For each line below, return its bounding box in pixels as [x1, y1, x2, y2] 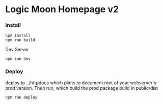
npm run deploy [5, 95, 38, 100]
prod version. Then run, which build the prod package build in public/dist [5, 85, 158, 91]
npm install [5, 33, 31, 39]
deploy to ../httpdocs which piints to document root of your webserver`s [5, 80, 157, 86]
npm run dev [5, 56, 31, 61]
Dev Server [5, 47, 29, 53]
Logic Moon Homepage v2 [5, 4, 119, 15]
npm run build [5, 38, 36, 43]
